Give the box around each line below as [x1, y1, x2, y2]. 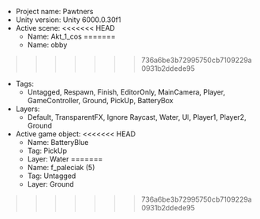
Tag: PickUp [27, 146, 68, 155]
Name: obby [27, 40, 68, 50]
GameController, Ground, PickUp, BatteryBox [27, 96, 174, 105]
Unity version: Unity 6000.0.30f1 [15, 15, 121, 24]
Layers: [15, 104, 40, 113]
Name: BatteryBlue [27, 138, 89, 147]
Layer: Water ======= [27, 154, 103, 164]
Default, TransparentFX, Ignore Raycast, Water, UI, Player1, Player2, [27, 113, 247, 121]
